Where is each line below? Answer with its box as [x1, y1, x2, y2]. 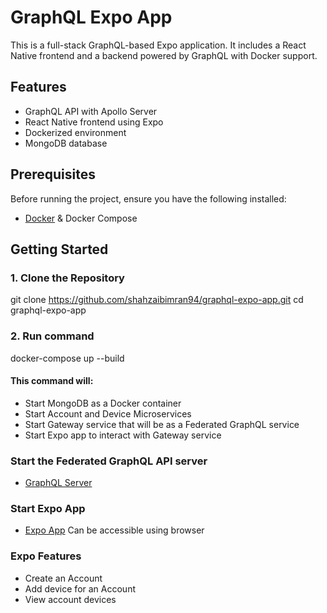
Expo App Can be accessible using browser [24, 524, 205, 536]
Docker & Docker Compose [24, 212, 138, 224]
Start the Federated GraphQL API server [10, 454, 208, 468]
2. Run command [10, 329, 95, 343]
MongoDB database [24, 137, 108, 149]
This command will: [10, 375, 94, 387]
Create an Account [24, 572, 103, 584]
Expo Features [10, 549, 82, 563]
